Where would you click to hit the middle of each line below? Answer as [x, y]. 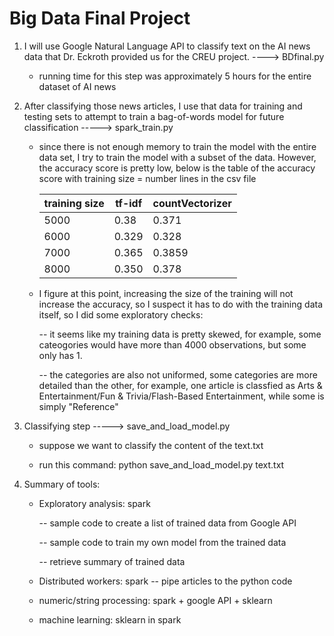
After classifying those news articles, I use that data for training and [163, 106]
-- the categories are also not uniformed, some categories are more [178, 374]
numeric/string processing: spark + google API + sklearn [155, 600]
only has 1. [60, 355]
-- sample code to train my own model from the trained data [162, 542]
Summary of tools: [62, 484]
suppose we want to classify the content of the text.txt [151, 445]
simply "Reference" [78, 406]
